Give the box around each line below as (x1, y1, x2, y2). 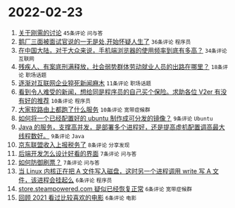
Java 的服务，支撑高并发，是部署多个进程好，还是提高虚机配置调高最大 (18, 123, 226, 131)
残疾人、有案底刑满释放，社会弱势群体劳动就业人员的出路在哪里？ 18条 (18, 62, 223, 71)
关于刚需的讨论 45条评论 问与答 (18, 28, 103, 37)
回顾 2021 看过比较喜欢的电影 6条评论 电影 (18, 193, 136, 202)
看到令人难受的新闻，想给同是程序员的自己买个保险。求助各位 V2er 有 (18, 87, 221, 96)
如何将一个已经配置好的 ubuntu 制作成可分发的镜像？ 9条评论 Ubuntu (18, 114, 213, 122)
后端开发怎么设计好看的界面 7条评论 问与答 (18, 149, 137, 157)
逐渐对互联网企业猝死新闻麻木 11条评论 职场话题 (18, 78, 152, 87)
